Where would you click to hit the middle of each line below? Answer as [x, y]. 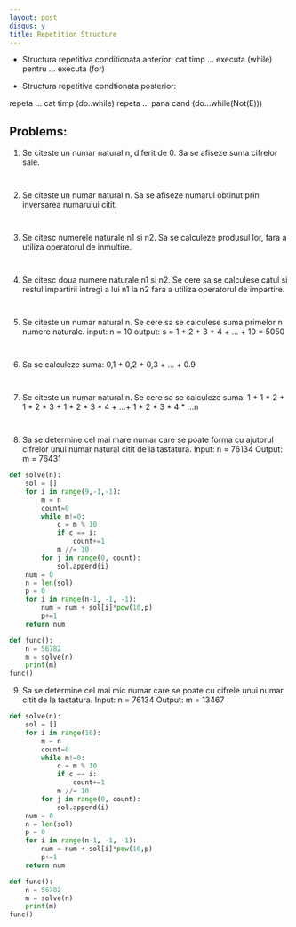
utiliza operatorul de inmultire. [77, 247]
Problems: [38, 131]
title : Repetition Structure [63, 34]
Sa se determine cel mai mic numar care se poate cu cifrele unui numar [153, 691]
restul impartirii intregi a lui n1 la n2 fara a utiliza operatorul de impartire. [153, 290]
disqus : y [28, 26]
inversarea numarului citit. [69, 205]
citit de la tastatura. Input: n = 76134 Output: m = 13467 [123, 700]
